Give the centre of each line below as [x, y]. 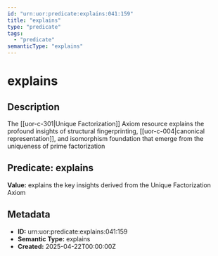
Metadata [29, 215]
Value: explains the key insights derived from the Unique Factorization [109, 185]
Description [33, 107]
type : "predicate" [34, 27]
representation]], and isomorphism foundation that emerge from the [105, 139]
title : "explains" [34, 20]
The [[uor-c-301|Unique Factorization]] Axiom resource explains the [106, 124]
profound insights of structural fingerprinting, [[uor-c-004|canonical [106, 131]
